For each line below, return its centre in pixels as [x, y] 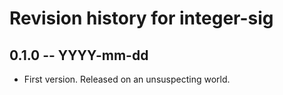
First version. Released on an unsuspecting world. [127, 79]
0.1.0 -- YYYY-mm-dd [79, 55]
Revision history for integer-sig [141, 18]
